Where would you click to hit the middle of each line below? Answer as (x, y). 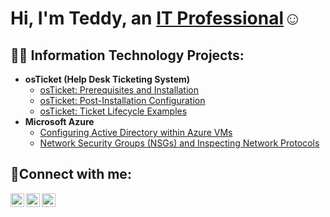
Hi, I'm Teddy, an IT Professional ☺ (156, 18)
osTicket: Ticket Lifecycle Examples (113, 111)
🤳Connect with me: (71, 174)
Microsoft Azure (59, 121)
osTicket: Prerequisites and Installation (119, 90)
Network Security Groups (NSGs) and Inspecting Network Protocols (179, 143)
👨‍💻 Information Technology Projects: (127, 55)
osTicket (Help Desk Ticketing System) (107, 79)
